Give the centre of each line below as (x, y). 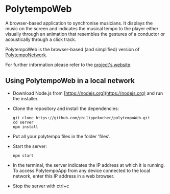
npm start (23, 156)
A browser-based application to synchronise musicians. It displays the (79, 23)
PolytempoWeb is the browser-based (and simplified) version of (72, 49)
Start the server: (30, 146)
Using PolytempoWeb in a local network (70, 81)
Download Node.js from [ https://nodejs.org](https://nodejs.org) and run (88, 93)
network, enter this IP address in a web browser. (64, 176)
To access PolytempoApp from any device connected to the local (81, 170)
